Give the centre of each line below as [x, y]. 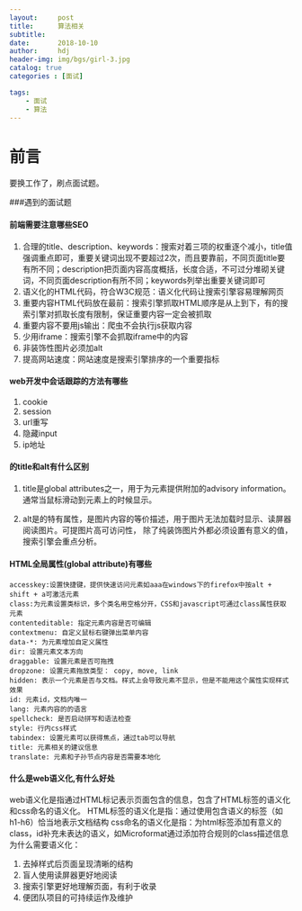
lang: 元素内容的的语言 [49, 709]
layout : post [42, 18]
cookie [35, 401]
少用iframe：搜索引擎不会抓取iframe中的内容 [105, 336]
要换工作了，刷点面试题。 [57, 183]
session [37, 411]
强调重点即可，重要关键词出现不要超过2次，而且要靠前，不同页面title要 [154, 257]
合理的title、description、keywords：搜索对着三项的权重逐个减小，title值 [157, 246]
